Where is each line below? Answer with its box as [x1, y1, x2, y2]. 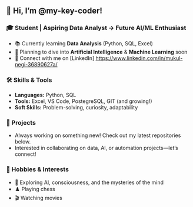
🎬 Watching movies [14, 194, 63, 201]
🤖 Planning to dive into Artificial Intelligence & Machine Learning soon [14, 48, 188, 55]
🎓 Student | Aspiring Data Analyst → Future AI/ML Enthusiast [6, 24, 187, 32]
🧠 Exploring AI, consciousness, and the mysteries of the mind [14, 179, 164, 186]
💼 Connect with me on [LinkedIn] [14, 54, 95, 62]
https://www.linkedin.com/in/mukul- [95, 54, 183, 62]
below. [14, 138, 31, 145]
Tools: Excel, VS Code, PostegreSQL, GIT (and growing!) [14, 98, 152, 105]
